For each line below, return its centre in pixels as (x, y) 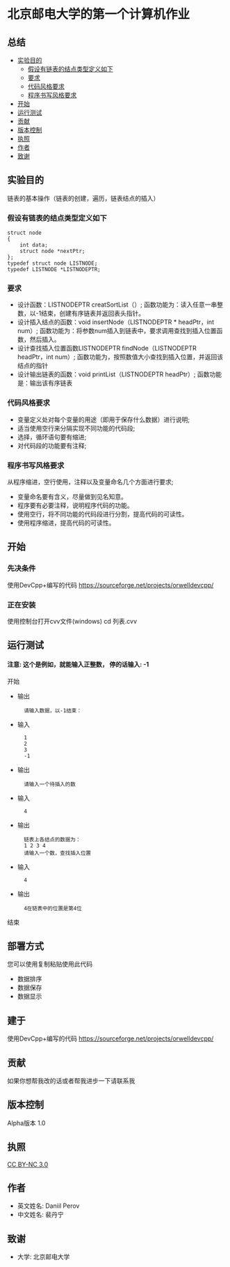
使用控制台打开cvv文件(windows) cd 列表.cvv (72, 621)
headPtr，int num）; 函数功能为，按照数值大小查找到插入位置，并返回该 (120, 357)
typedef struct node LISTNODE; (52, 263)
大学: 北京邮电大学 (43, 1257)
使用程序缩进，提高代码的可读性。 (66, 523)
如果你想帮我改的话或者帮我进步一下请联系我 (71, 1081)
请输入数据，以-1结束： (53, 711)
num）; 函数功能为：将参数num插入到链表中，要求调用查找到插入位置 (117, 331)
